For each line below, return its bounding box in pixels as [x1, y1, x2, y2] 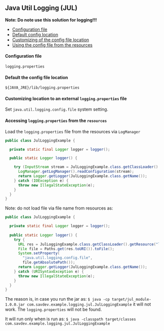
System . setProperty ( [18, 251, 60, 256]
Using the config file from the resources [12, 42, 93, 48]
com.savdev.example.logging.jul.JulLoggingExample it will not [26, 301, 151, 307]
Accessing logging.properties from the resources [5, 118, 107, 124]
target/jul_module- [111, 297, 151, 302]
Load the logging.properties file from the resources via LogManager [5, 128, 141, 134]
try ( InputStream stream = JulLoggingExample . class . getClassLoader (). [14, 165, 161, 169]
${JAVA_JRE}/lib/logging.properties [5, 85, 80, 90]
